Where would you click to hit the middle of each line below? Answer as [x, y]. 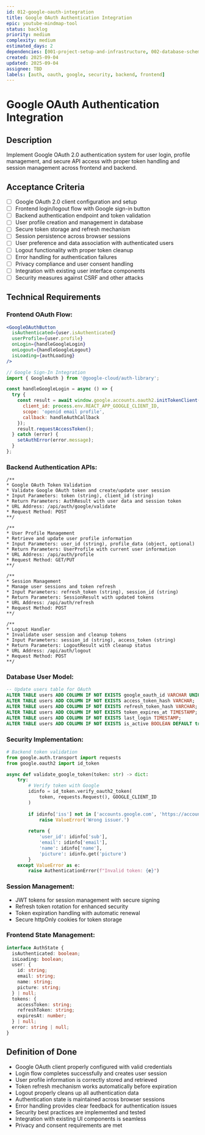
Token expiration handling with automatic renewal [77, 913]
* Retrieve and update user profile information [69, 539]
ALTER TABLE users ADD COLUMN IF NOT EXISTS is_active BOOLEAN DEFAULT [99, 724]
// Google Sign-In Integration [46, 372]
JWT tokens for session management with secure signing [87, 900]
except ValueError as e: [49, 865]
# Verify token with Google [64, 786]
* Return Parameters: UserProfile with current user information [91, 549]
